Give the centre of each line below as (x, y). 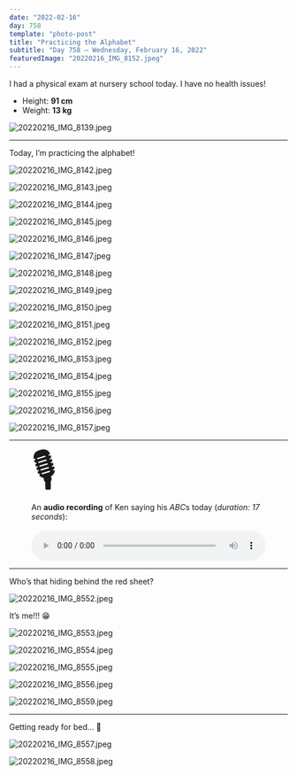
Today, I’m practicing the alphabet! (72, 153)
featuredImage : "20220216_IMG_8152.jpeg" (87, 58)
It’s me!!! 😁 (30, 616)
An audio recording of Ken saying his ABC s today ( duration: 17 (146, 507)
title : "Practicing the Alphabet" (73, 42)
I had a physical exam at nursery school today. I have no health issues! (138, 84)
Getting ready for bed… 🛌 (55, 727)
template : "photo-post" (53, 34)
